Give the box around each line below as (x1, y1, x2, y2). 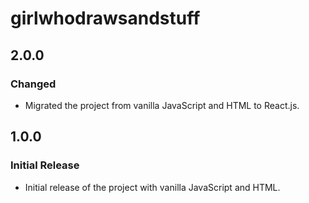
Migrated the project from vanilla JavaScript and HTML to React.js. (24, 99, 300, 111)
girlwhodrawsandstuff (10, 7, 201, 30)
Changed (10, 77, 57, 91)
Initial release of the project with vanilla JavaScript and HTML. (24, 181, 281, 193)
